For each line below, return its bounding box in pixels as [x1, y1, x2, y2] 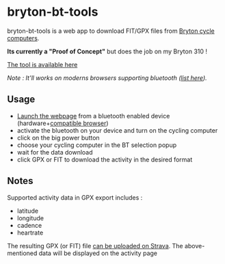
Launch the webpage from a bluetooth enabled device [16, 111, 170, 120]
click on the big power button [16, 133, 101, 142]
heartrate [16, 228, 44, 237]
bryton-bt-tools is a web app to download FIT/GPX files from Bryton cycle [7, 27, 215, 35]
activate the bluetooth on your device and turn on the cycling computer [16, 126, 218, 134]
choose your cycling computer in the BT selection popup [16, 141, 177, 149]
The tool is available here [7, 60, 78, 68]
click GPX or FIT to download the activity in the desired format [16, 155, 193, 163]
